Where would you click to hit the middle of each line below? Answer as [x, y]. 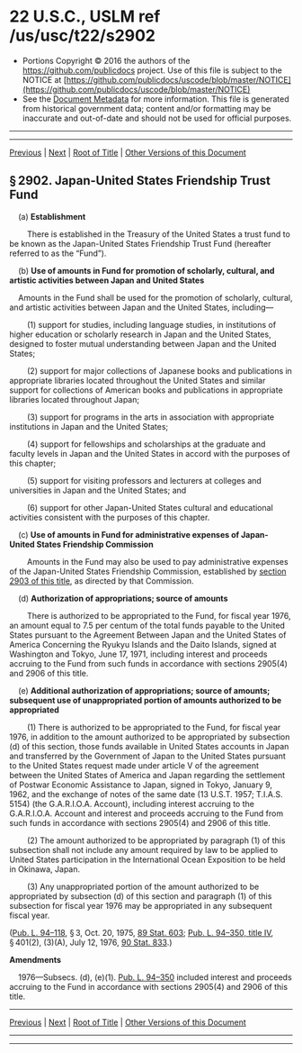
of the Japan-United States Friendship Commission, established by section [148, 571]
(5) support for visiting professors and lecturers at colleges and [144, 480]
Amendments [35, 959]
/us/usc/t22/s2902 [82, 36]
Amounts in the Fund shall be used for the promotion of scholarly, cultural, [155, 297]
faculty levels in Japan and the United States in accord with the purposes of [150, 453]
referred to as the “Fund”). [58, 253]
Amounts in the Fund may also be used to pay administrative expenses [158, 561]
